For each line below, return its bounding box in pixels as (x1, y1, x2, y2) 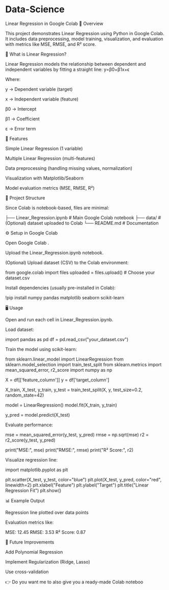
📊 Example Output (5, 497, 45, 503)
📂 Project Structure (5, 195, 45, 201)
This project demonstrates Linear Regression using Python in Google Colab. (5, 30, 164, 36)
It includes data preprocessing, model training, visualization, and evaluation (5, 36, 164, 42)
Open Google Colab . (5, 240, 49, 246)
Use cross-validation (5, 569, 49, 575)
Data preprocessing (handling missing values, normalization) (5, 165, 132, 171)
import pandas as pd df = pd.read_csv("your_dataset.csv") (5, 336, 129, 342)
